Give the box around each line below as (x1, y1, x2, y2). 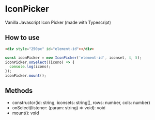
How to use (5, 34, 40, 42)
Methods (5, 86, 33, 95)
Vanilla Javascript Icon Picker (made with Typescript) (5, 19, 111, 25)
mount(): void (12, 110, 39, 116)
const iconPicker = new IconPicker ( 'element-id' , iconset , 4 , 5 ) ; (5, 55, 142, 60)
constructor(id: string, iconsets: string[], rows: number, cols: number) (12, 100, 150, 105)
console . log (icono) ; (9, 64, 51, 69)
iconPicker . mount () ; (5, 73, 47, 78)
